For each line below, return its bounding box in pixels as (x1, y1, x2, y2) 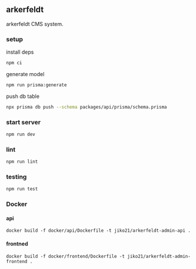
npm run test (6, 186, 38, 192)
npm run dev (6, 132, 35, 137)
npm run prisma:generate (6, 82, 67, 88)
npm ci (6, 60, 22, 66)
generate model (6, 70, 45, 77)
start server (6, 118, 41, 126)
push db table (6, 93, 40, 100)
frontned (6, 240, 28, 247)
